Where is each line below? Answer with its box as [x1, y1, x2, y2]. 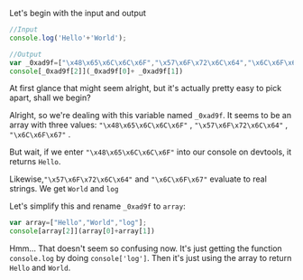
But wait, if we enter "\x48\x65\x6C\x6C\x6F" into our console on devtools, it [9, 146, 292, 157]
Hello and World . [9, 262, 71, 274]
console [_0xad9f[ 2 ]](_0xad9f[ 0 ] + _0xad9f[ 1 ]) [9, 67, 183, 76]
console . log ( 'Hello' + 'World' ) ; [9, 33, 127, 42]
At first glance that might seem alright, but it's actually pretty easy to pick [9, 83, 282, 94]
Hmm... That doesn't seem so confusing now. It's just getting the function [9, 243, 282, 254]
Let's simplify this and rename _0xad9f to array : [9, 201, 187, 211]
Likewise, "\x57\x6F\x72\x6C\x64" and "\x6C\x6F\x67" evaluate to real [9, 173, 268, 184]
